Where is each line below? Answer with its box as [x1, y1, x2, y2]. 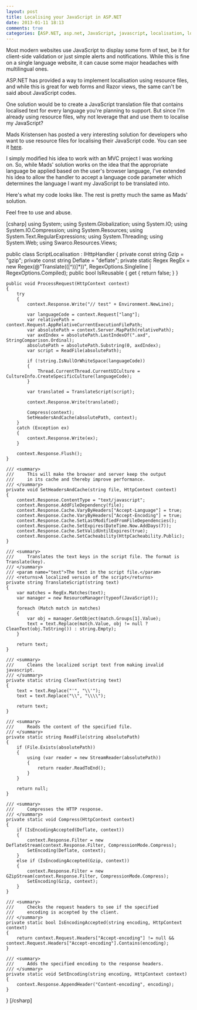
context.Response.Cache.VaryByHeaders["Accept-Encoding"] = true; [16, 513, 182, 519]
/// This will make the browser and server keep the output [6, 472, 167, 478]
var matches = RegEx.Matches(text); [16, 590, 107, 596]
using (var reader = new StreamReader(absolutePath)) [27, 755, 161, 761]
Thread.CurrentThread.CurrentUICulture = [37, 369, 141, 375]
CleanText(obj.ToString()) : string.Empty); [6, 626, 117, 632]
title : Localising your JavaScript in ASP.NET [6, 14, 122, 20]
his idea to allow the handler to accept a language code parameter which [6, 174, 182, 181]
